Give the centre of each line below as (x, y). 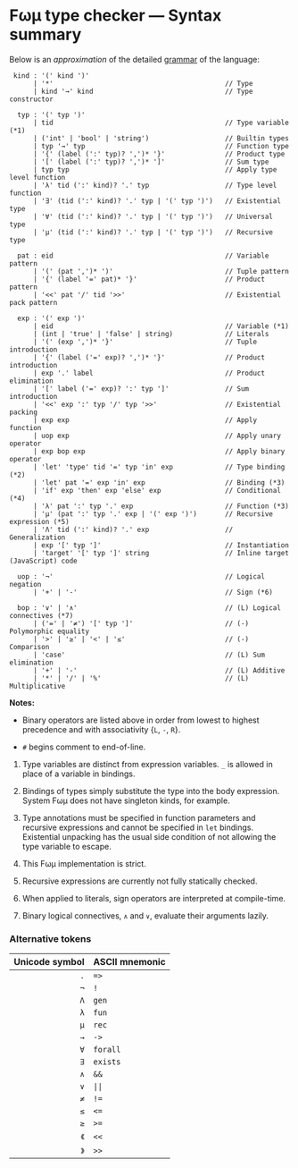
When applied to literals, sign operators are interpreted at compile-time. (154, 898)
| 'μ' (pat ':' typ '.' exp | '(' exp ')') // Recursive (153, 514)
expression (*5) (39, 521)
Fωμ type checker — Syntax (116, 16)
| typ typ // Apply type (155, 169)
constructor (31, 99)
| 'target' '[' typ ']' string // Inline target (161, 553)
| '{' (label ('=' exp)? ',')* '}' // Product (149, 357)
